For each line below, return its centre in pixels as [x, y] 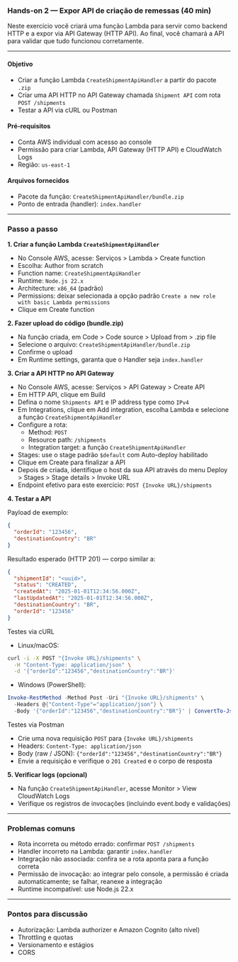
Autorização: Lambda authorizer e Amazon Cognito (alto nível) [109, 929]
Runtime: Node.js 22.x [50, 281]
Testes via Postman [36, 725]
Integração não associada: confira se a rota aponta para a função [113, 859]
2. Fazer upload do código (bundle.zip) [66, 323]
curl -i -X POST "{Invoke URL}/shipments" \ [74, 658]
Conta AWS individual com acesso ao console [85, 142]
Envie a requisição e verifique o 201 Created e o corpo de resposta [115, 761]
